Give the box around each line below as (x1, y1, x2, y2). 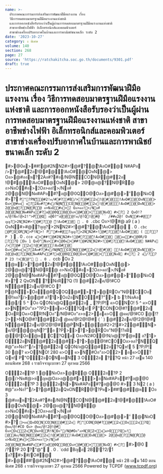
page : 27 (5, 52, 23, 58)
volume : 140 (5, 43, 29, 48)
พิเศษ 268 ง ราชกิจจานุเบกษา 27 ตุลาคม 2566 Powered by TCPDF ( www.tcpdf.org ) (5, 463, 157, 469)
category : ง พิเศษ (5, 39, 38, 44)
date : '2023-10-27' (5, 35, 45, 40)
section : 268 (5, 48, 32, 53)
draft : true (5, 62, 29, 66)
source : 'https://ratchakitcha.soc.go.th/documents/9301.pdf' (5, 57, 134, 62)
